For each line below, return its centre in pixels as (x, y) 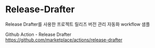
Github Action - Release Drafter (38, 34)
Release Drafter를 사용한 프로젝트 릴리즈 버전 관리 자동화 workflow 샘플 (77, 24)
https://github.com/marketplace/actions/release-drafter (64, 40)
